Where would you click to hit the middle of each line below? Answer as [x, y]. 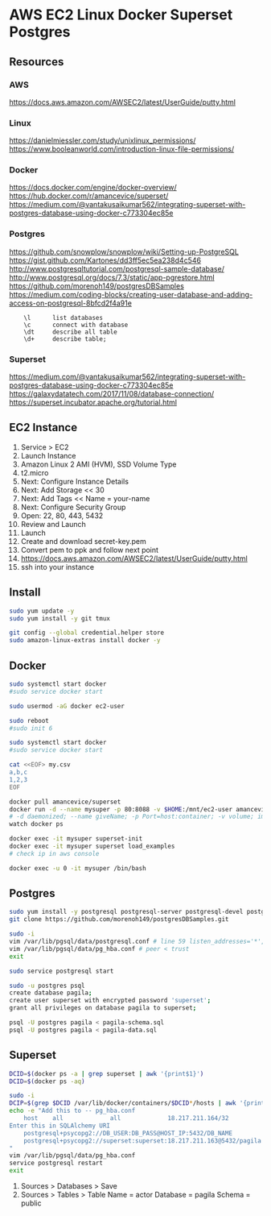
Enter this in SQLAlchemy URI [60, 1126]
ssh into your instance [57, 566]
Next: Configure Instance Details [75, 481]
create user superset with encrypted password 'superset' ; [110, 1001]
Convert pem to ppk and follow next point [90, 550]
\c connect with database [76, 325]
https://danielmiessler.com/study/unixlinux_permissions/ [103, 141]
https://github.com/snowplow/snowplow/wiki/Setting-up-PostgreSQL [124, 251]
